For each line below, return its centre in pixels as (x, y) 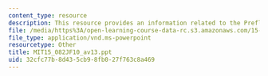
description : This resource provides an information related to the (124, 23)
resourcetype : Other (43, 45)
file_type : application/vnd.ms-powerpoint (80, 38)
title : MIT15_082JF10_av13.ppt (60, 52)
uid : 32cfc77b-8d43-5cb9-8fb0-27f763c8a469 (82, 60)
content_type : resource (48, 15)
